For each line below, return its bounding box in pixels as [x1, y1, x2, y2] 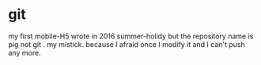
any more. [8, 48, 41, 57]
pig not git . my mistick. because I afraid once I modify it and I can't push [8, 39, 245, 49]
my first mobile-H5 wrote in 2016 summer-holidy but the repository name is [8, 31, 254, 41]
